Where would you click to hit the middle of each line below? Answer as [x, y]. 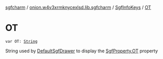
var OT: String [21, 41]
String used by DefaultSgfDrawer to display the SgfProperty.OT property [82, 51]
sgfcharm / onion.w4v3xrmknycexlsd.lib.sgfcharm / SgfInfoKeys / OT [78, 7]
